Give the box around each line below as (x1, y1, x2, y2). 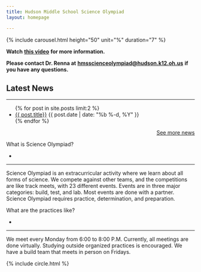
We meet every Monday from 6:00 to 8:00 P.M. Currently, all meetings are (6, 235, 189, 243)
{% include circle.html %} (6, 260, 69, 267)
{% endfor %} (14, 118, 50, 125)
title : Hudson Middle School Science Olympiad (6, 8, 124, 15)
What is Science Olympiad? (6, 141, 74, 148)
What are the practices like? (6, 207, 75, 214)
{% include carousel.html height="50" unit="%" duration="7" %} (6, 36, 166, 43)
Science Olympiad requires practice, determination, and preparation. (6, 195, 175, 202)
